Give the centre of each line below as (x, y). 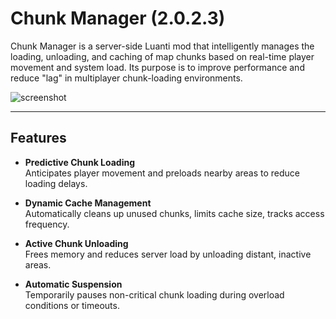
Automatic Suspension (73, 284)
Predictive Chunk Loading (80, 162)
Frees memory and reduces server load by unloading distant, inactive (168, 254)
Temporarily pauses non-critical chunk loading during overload (154, 294)
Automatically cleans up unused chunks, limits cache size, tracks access (174, 213)
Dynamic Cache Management (88, 203)
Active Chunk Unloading (76, 243)
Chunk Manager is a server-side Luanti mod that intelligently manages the (162, 46)
